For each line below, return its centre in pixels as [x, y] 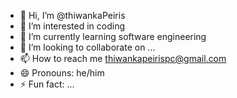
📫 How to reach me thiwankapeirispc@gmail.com [123, 58]
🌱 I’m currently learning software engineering [113, 36]
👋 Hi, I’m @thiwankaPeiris [72, 15]
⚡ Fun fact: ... [47, 84]
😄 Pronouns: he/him [62, 73]
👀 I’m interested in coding [72, 26]
